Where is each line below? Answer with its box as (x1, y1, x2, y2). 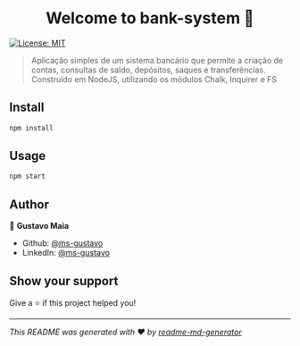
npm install (9, 123, 54, 132)
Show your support (9, 273, 119, 289)
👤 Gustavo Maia (9, 221, 70, 232)
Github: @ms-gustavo (21, 238, 104, 249)
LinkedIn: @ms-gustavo (21, 248, 110, 258)
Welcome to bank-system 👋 (46, 8, 254, 29)
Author (9, 197, 49, 212)
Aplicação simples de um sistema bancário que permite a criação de (30, 55, 284, 65)
